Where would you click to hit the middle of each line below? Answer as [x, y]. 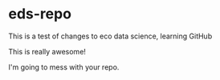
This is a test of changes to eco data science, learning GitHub [110, 36]
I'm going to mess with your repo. [64, 67]
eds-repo [40, 14]
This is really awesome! [47, 51]
